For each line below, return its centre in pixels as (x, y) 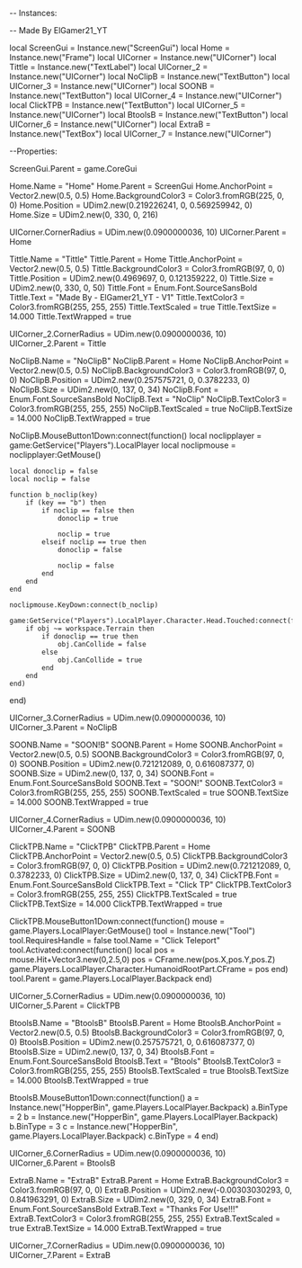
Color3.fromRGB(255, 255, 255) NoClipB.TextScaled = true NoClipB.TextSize (151, 409)
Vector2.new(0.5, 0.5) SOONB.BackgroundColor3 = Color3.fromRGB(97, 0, (147, 754)
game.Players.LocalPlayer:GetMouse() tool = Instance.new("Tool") (133, 931)
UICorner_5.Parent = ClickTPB (65, 1005)
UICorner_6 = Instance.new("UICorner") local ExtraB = (110, 124)
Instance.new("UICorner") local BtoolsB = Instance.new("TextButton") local (149, 115)
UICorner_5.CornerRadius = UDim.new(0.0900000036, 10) (118, 996)
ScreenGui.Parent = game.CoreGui (73, 169)
